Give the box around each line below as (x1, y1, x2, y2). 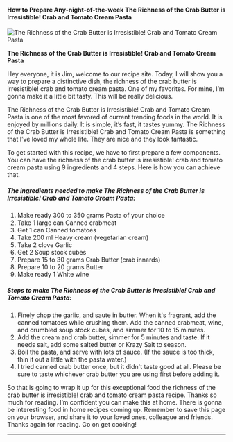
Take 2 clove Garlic (17, 241, 73, 249)
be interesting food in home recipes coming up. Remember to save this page (7, 406, 226, 414)
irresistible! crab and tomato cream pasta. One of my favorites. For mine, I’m (7, 85, 225, 93)
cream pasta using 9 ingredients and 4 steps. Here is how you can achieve (7, 163, 221, 171)
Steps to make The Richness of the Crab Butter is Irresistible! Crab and (7, 286, 216, 294)
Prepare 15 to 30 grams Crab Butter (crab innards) (17, 255, 161, 264)
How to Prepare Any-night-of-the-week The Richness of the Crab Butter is (7, 6, 226, 14)
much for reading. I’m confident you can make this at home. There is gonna (7, 398, 222, 407)
